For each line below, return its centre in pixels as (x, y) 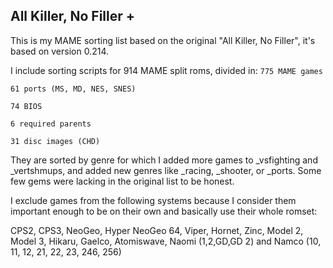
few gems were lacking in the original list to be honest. (122, 181)
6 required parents (51, 124)
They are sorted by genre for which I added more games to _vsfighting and (164, 160)
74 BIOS (26, 106)
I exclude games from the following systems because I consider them (153, 200)
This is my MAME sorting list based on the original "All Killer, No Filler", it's (163, 40)
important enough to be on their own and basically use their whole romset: (164, 211)
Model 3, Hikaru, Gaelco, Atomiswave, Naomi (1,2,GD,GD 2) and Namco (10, (166, 241)
